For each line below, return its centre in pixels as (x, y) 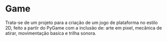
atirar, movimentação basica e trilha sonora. (51, 33)
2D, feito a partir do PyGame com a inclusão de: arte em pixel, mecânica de (84, 27)
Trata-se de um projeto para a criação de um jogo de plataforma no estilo (81, 22)
